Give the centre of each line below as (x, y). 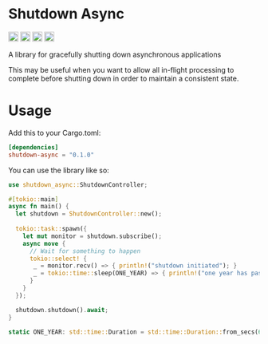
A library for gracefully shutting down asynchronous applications (115, 54)
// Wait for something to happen (85, 251)
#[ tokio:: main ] (33, 199)
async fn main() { (39, 207)
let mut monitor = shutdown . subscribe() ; (92, 236)
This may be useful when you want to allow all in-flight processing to (121, 69)
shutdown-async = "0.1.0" (51, 155)
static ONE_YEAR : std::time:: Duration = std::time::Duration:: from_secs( (134, 332)
